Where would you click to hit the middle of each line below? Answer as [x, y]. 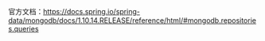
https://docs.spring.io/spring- [92, 11]
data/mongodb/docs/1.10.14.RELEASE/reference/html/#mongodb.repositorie [132, 20]
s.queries [23, 29]
